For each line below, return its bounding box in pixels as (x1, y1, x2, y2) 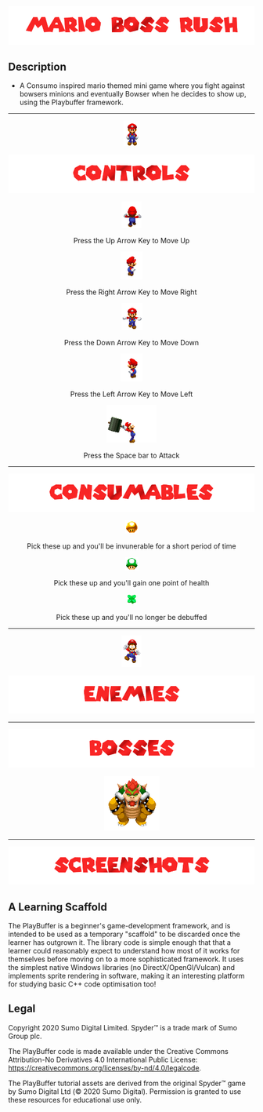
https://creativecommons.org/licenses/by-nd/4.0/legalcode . (8, 1063, 202, 1073)
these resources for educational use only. (8, 1095, 142, 1104)
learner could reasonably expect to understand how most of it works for (8, 946, 240, 955)
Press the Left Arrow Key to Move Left (70, 389, 193, 399)
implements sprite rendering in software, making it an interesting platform (8, 971, 245, 980)
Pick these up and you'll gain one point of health (53, 578, 210, 587)
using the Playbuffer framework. (19, 97, 124, 108)
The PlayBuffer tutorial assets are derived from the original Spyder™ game (8, 1078, 247, 1088)
